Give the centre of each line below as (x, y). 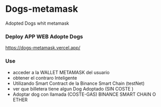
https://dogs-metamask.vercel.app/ (43, 48)
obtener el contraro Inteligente (45, 78)
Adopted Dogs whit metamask (37, 23)
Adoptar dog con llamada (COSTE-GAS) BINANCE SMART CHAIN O (84, 94)
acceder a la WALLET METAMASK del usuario (61, 72)
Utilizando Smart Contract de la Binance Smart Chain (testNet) (79, 83)
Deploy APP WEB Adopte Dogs (44, 37)
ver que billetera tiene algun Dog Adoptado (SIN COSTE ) (73, 88)
